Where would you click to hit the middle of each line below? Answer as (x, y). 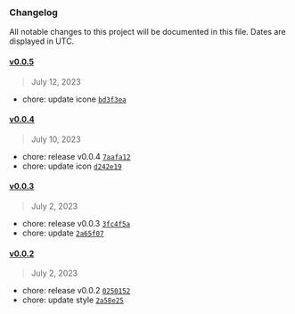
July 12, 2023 (56, 81)
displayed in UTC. (42, 41)
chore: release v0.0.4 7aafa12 (76, 156)
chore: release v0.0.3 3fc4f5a (76, 223)
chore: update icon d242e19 (72, 166)
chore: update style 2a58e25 (73, 300)
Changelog (33, 12)
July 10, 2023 (56, 139)
